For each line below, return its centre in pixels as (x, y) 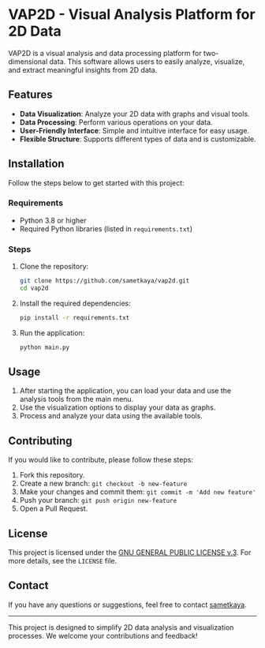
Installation (36, 164)
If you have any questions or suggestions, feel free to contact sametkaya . (127, 605)
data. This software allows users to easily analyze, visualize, (147, 62)
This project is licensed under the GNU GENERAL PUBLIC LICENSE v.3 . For (130, 552)
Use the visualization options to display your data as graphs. (118, 407)
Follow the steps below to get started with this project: (96, 182)
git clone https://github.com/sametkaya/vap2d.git (105, 281)
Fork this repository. (52, 475)
